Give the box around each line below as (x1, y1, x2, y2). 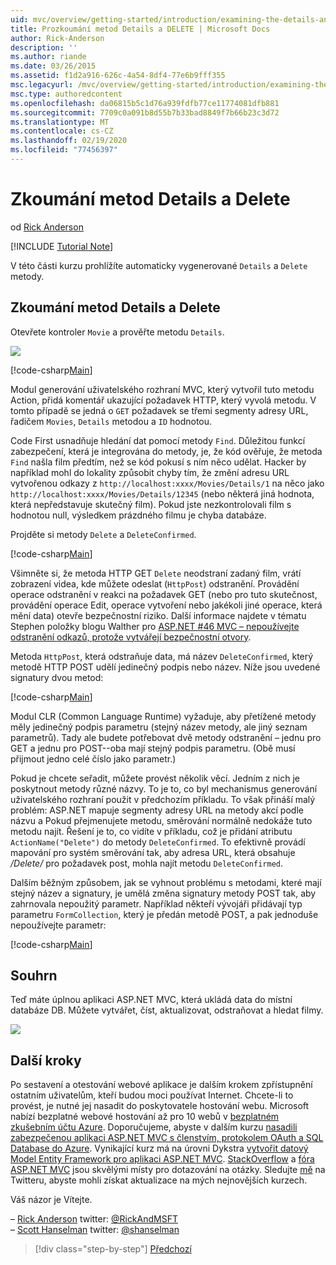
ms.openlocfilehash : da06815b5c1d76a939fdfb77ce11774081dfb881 (10, 98, 280, 108)
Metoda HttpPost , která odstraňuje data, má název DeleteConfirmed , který (10, 650, 314, 662)
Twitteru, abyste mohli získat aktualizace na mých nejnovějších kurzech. (10, 1174, 308, 1186)
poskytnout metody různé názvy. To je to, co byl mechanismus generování (10, 782, 318, 795)
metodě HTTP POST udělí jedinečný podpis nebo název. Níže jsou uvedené (10, 661, 321, 673)
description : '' (10, 42, 78, 53)
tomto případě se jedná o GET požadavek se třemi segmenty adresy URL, (10, 404, 309, 416)
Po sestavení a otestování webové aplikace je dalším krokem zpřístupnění (10, 1079, 313, 1091)
